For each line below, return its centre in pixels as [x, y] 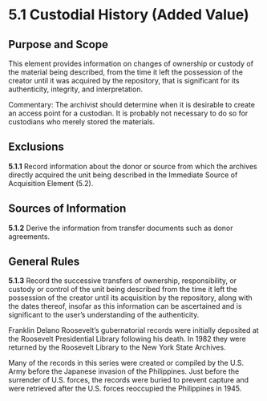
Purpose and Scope [58, 45]
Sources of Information [67, 209]
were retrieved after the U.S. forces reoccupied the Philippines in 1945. [125, 389]
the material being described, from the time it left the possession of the [125, 72]
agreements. [29, 236]
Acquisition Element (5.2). [51, 183]
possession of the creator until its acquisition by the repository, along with [130, 298]
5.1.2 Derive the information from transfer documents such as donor [121, 228]
